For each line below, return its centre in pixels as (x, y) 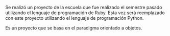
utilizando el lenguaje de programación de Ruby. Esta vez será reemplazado (85, 13)
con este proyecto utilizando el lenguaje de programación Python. (75, 18)
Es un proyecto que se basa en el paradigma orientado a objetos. (74, 28)
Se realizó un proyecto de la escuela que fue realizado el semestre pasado (84, 7)
